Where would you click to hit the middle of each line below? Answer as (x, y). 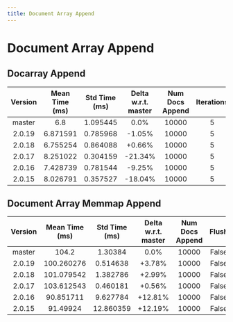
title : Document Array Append (51, 14)
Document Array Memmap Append (84, 203)
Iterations (212, 102)
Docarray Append (46, 74)
